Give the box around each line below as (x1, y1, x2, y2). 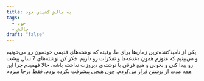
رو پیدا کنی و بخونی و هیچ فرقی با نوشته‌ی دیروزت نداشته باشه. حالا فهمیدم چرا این (6, 62, 194, 69)
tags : (6, 15, 20, 21)
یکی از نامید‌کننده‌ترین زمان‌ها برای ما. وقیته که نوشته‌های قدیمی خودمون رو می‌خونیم (6, 48, 197, 55)
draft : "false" (6, 32, 45, 38)
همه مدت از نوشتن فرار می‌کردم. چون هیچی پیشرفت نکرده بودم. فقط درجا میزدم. (6, 68, 193, 75)
